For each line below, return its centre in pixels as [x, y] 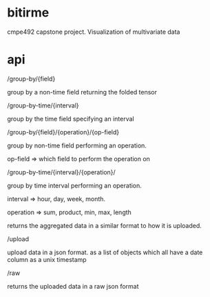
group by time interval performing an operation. [75, 185]
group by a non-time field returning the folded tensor [82, 92]
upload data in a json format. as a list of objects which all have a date [105, 252]
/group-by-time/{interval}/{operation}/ [61, 172]
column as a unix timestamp [47, 259]
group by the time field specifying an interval [71, 119]
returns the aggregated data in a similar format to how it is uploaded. [104, 225]
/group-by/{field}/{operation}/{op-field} [63, 132]
